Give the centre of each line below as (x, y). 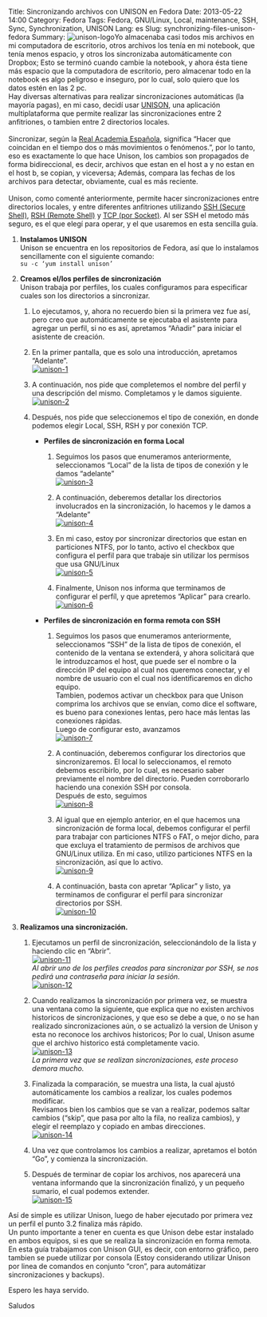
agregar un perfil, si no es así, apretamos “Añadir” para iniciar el (136, 328)
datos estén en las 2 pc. (47, 88)
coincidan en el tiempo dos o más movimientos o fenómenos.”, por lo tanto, (132, 147)
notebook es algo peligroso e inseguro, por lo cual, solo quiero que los (124, 80)
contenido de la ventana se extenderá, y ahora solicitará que (155, 653)
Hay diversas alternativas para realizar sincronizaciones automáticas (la (126, 96)
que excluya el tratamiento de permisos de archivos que (148, 845)
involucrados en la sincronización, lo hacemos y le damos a (153, 506)
